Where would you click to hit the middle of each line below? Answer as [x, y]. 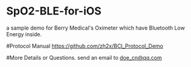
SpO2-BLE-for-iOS [54, 11]
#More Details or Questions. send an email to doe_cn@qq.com [84, 57]
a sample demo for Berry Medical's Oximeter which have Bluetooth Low [96, 28]
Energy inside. [24, 34]
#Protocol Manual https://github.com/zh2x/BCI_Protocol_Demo [85, 46]
